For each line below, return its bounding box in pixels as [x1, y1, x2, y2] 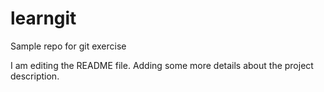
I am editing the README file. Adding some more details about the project [10, 59, 314, 71]
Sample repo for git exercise [10, 40, 127, 52]
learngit [10, 7, 77, 30]
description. [10, 70, 60, 82]
